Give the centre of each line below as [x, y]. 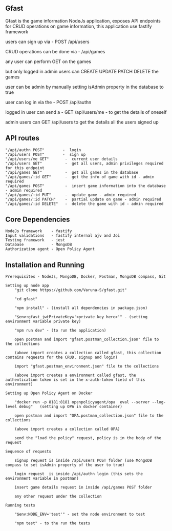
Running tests [20, 505]
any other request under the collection [58, 497]
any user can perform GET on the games [48, 62]
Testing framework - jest [35, 240]
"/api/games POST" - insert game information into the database [86, 186]
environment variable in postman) [42, 479]
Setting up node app [27, 286]
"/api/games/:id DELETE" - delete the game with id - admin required [84, 204]
